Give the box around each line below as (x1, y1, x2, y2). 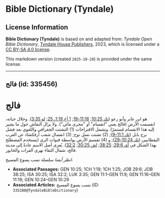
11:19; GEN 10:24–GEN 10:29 (12, 177, 70, 183)
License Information (5, 23, 68, 31)
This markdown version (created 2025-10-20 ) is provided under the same (5, 56, 152, 62)
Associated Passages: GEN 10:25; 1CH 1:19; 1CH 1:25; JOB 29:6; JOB (12, 166, 153, 172)
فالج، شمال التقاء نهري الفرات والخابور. (5, 147, 77, 153)
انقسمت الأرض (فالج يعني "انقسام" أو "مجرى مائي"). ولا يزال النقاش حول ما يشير (5, 121, 155, 127)
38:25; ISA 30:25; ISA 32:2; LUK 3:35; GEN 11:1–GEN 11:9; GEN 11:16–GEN (12, 171, 160, 177)
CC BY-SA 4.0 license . (5, 47, 51, 52)
